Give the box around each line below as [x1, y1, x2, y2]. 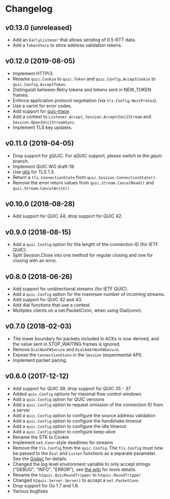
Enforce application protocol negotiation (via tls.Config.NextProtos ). [12, 97, 158, 103]
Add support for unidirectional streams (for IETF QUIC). [12, 286, 128, 292]
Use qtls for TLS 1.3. [12, 169, 55, 175]
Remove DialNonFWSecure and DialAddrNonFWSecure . [12, 346, 120, 352]
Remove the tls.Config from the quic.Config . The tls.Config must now [12, 445, 163, 451]
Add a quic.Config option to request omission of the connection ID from [12, 401, 163, 408]
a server [12, 407, 30, 413]
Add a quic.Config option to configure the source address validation [12, 412, 156, 418]
